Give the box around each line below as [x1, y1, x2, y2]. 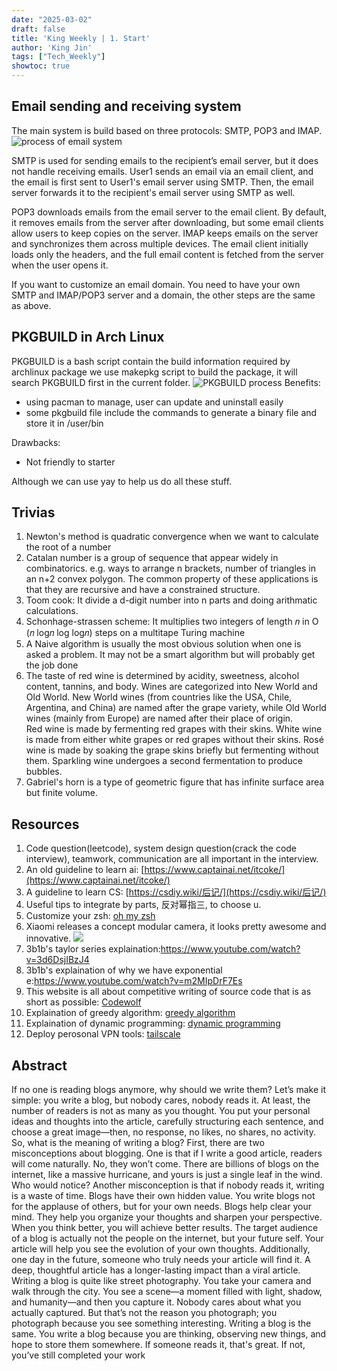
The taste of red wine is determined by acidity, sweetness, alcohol [25, 670, 300, 682]
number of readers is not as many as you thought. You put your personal [11, 1105, 311, 1117]
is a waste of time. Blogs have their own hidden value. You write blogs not [11, 1190, 316, 1202]
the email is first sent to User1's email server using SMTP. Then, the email [11, 176, 314, 188]
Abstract [11, 1057, 68, 1074]
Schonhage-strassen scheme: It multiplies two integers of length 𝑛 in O [25, 616, 319, 628]
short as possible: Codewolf [25, 996, 142, 1008]
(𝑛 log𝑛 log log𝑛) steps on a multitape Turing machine [25, 627, 246, 639]
